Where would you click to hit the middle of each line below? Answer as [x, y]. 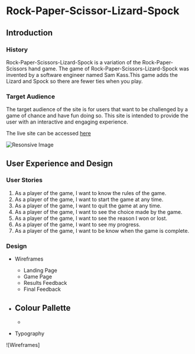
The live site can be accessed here [49, 134]
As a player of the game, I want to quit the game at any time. [88, 206]
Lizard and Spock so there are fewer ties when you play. [74, 81]
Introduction [30, 33]
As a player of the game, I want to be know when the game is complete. [102, 230]
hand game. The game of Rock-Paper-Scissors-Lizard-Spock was [109, 69]
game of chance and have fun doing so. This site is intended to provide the [97, 116]
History [17, 50]
